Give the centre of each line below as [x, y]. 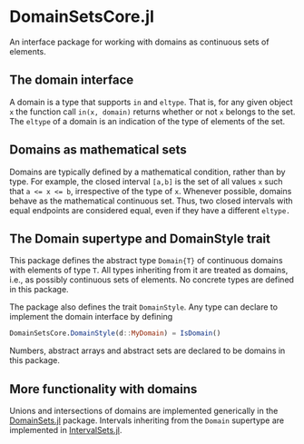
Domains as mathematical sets [98, 150]
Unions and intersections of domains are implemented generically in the [144, 411]
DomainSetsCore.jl [82, 17]
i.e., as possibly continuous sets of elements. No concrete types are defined [152, 280]
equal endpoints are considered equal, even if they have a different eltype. [150, 210]
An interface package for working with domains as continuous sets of [139, 42]
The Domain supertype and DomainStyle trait [140, 238]
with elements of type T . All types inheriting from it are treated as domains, [149, 271]
